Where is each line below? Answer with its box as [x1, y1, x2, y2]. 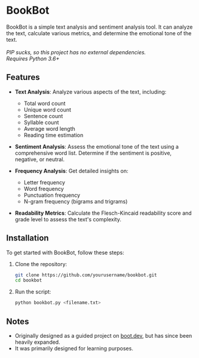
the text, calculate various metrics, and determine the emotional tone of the [6, 29, 192, 36]
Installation [6, 233, 49, 243]
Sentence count [23, 112, 63, 119]
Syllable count [23, 119, 59, 126]
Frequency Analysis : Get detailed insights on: [14, 167, 128, 174]
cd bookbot [14, 277, 42, 283]
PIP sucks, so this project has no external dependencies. [6, 48, 146, 55]
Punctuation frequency [23, 192, 81, 199]
